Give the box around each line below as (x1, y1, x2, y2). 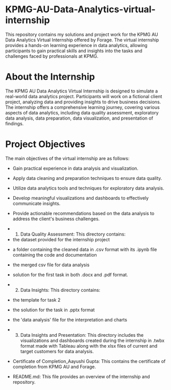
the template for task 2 (12, 296, 61, 303)
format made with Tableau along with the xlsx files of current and (20, 342, 158, 349)
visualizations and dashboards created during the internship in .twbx (20, 337, 165, 343)
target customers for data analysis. (20, 348, 94, 354)
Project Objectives (5, 139, 86, 150)
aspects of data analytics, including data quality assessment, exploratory (5, 109, 159, 116)
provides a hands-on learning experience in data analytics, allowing (5, 42, 148, 48)
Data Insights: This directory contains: (20, 287, 101, 293)
